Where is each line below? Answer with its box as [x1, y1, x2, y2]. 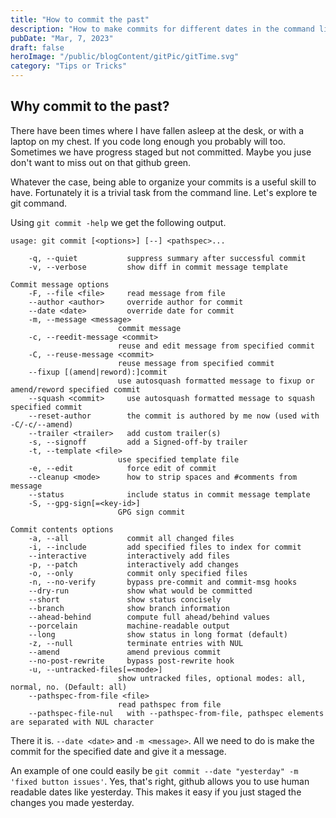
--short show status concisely [28, 594, 222, 605]
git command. [10, 197, 68, 209]
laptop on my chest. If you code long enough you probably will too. [10, 135, 287, 147]
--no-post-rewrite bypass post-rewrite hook [28, 656, 235, 666]
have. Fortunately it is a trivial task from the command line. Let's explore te [10, 186, 318, 198]
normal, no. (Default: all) [10, 682, 128, 692]
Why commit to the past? [10, 98, 170, 115]
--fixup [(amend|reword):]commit [28, 367, 168, 377]
